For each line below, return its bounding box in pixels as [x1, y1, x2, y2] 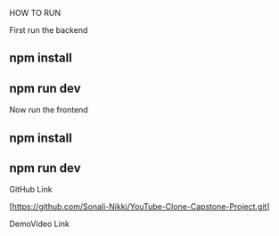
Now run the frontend [9, 104, 89, 115]
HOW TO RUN [9, 8, 62, 18]
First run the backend [9, 25, 88, 35]
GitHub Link [9, 184, 53, 195]
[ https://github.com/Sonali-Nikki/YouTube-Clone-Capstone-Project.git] [9, 201, 270, 212]
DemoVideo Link [9, 218, 70, 230]
